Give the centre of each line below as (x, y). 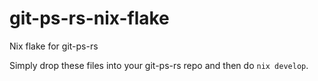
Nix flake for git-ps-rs (54, 46)
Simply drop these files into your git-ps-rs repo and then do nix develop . (159, 65)
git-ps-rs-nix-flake (89, 18)
